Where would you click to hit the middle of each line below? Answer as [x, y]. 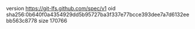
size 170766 [53, 21]
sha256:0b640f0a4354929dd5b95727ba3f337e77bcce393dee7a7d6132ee [98, 14]
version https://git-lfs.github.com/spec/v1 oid [61, 8]
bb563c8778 [22, 21]
